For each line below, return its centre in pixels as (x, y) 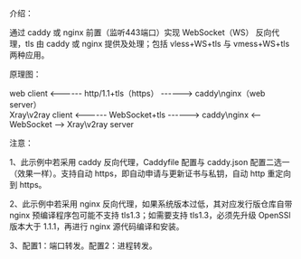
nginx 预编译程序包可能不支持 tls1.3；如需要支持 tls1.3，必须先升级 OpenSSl (150, 215)
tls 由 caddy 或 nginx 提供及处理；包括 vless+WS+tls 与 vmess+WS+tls (157, 44)
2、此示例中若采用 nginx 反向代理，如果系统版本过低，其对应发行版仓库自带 (151, 204)
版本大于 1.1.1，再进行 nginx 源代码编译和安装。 (97, 227)
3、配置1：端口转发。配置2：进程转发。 (83, 245)
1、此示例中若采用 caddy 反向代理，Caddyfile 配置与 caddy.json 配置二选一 (150, 162)
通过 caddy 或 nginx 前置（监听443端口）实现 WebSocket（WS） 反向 (141, 32)
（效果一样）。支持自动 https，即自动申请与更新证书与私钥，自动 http (137, 173)
